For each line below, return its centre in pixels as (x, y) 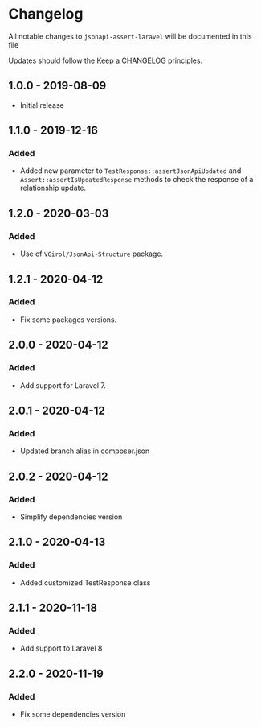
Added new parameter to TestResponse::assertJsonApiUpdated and (130, 171)
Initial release (42, 105)
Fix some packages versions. (68, 320)
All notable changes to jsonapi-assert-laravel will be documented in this (130, 36)
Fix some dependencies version (73, 714)
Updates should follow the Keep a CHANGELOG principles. (106, 60)
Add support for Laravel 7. (63, 385)
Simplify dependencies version (71, 517)
